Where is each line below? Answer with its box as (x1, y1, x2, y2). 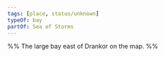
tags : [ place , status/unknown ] (7, 10, 99, 17)
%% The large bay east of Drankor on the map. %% (7, 42, 159, 51)
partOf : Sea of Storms (7, 23, 74, 30)
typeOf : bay (7, 17, 42, 24)
